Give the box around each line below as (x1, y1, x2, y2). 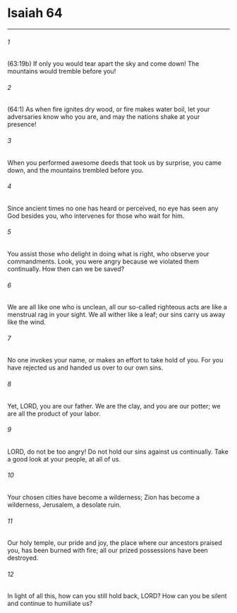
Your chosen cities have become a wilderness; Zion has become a (7, 493, 200, 501)
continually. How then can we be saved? (7, 264, 125, 273)
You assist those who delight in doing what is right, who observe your (7, 249, 209, 258)
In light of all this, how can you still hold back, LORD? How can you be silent (7, 592, 227, 600)
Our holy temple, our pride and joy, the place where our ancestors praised (7, 539, 222, 547)
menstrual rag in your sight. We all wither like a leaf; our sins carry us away (7, 310, 226, 319)
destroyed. (7, 554, 39, 562)
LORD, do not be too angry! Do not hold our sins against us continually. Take (7, 447, 229, 456)
